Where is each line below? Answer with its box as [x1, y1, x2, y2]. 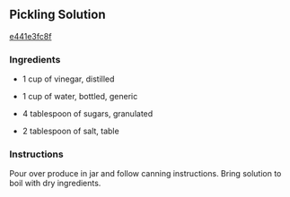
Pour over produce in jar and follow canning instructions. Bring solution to [9, 168, 282, 179]
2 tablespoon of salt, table [22, 125, 119, 137]
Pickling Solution [9, 7, 106, 22]
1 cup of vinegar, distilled [22, 73, 115, 84]
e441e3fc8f [9, 30, 52, 41]
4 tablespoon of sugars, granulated [22, 108, 154, 119]
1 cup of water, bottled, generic [22, 91, 138, 102]
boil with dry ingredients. [9, 178, 101, 189]
